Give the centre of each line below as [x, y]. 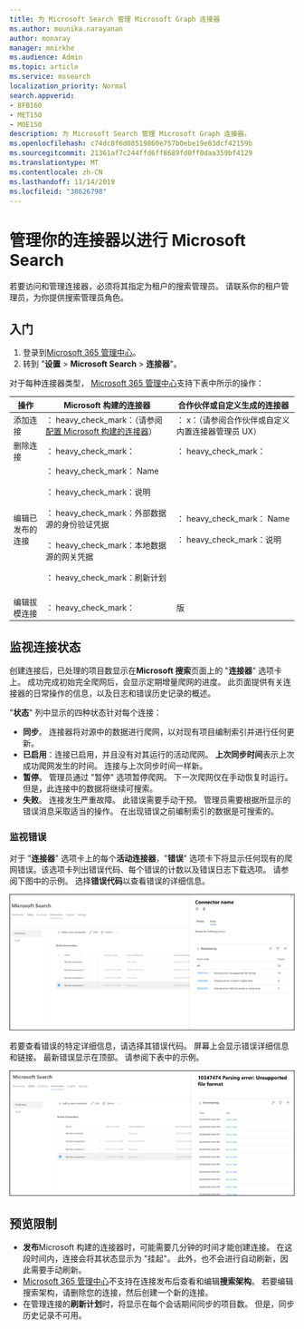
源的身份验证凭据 [77, 524]
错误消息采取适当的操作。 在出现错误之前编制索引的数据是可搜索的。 [150, 811]
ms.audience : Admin [46, 58]
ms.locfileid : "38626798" [58, 191]
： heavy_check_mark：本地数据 [106, 545]
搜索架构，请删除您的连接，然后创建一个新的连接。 [118, 1292]
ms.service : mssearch [50, 77]
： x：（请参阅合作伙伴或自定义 [233, 420]
